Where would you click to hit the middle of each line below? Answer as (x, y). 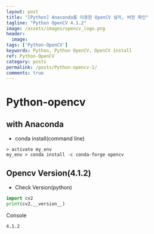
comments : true (25, 73)
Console (16, 215)
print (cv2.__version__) (36, 204)
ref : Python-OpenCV (30, 56)
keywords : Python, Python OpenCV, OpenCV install (69, 51)
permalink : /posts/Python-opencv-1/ (52, 67)
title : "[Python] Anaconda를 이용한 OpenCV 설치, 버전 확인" (78, 17)
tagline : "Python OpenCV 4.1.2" (46, 23)
